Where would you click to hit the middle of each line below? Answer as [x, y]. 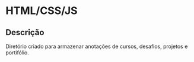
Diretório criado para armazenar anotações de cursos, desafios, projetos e [97, 46]
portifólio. [17, 53]
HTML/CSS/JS [42, 11]
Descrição [25, 32]
